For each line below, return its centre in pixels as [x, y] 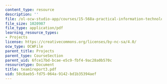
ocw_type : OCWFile [24, 46]
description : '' [22, 14]
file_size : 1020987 [25, 23]
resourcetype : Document [30, 65]
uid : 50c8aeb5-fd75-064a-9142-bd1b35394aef [51, 74]
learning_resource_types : [32, 33]
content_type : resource [30, 10]
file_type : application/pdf [34, 28]
